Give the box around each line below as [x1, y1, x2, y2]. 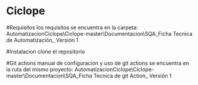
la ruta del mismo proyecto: [6, 65, 73, 73]
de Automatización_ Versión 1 [6, 36, 79, 43]
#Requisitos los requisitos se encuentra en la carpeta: [6, 24, 138, 31]
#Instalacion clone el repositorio [6, 48, 85, 55]
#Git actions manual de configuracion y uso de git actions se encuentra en [6, 59, 190, 67]
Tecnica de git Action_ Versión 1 [93, 72, 172, 79]
